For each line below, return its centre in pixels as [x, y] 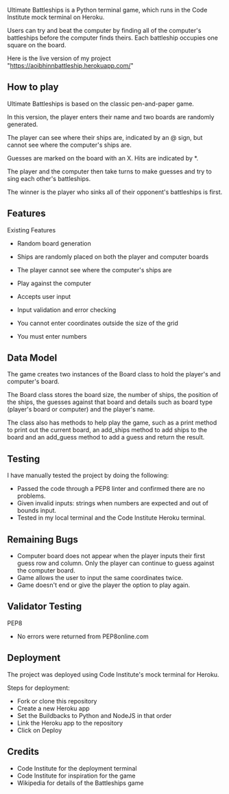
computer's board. [33, 382]
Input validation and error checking [67, 310]
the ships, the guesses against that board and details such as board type [110, 402]
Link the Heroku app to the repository [70, 723]
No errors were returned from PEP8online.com [83, 636]
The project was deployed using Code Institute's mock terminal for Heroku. [113, 674]
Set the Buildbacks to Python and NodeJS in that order [94, 715]
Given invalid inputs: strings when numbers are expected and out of [113, 503]
